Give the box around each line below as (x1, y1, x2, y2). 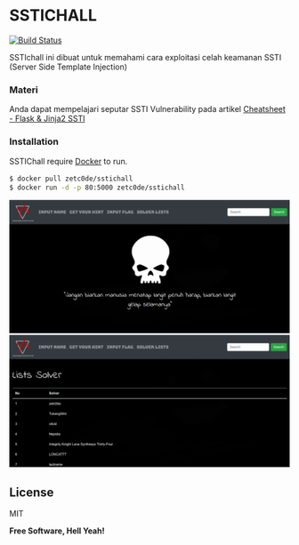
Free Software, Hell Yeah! (9, 525, 105, 536)
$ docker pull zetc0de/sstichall (9, 174, 133, 183)
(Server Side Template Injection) (9, 61, 127, 72)
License (9, 485, 54, 500)
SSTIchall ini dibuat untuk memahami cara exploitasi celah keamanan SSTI (9, 52, 282, 62)
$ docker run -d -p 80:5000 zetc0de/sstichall (9, 183, 185, 192)
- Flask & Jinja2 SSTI (9, 113, 85, 124)
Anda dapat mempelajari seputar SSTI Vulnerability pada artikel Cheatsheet (9, 104, 287, 115)
